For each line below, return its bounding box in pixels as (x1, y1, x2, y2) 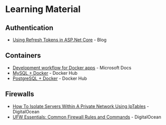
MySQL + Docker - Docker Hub (12, 70, 78, 76)
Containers (5, 51, 41, 60)
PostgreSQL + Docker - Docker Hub (12, 75, 87, 81)
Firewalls (5, 90, 34, 98)
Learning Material (5, 4, 81, 15)
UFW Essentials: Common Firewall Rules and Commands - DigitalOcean (12, 114, 161, 120)
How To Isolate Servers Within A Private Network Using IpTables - (12, 103, 149, 109)
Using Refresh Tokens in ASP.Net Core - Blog (12, 37, 107, 43)
